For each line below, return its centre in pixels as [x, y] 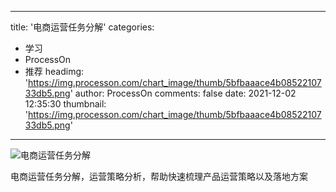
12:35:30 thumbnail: [65, 104]
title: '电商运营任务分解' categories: [82, 27]
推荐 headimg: [54, 71]
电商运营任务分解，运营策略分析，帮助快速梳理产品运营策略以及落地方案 [159, 176]
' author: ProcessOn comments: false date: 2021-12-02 [183, 93]
